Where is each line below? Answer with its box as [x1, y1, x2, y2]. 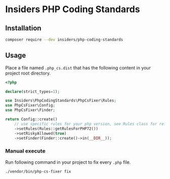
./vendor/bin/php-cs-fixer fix [5, 169, 71, 174]
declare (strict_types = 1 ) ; [5, 89, 60, 94]
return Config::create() [5, 117, 58, 122]
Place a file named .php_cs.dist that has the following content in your [5, 64, 151, 70]
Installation [5, 24, 41, 32]
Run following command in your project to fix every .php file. [5, 159, 131, 165]
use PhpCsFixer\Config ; [5, 103, 56, 108]
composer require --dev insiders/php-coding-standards [5, 37, 123, 42]
